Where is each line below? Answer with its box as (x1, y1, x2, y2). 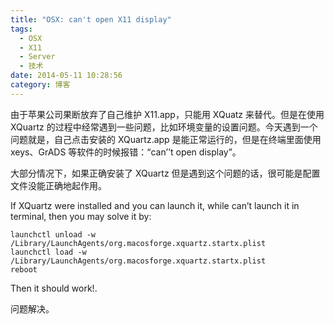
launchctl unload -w (10, 229, 97, 240)
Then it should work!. (10, 282, 98, 294)
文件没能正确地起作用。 (10, 179, 107, 191)
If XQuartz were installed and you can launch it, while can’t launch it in (10, 199, 300, 211)
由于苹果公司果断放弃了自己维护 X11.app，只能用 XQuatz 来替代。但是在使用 (10, 108, 325, 120)
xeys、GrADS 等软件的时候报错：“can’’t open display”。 (10, 146, 242, 158)
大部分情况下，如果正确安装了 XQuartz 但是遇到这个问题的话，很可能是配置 (10, 167, 321, 179)
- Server (19, 52, 56, 62)
